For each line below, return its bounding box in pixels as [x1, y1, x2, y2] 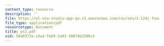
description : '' [5, 11, 38, 16]
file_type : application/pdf [5, 20, 62, 25]
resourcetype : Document [5, 25, 54, 30]
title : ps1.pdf [5, 29, 36, 34]
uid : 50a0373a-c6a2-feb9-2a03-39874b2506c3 [5, 34, 95, 39]
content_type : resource [5, 7, 54, 12]
